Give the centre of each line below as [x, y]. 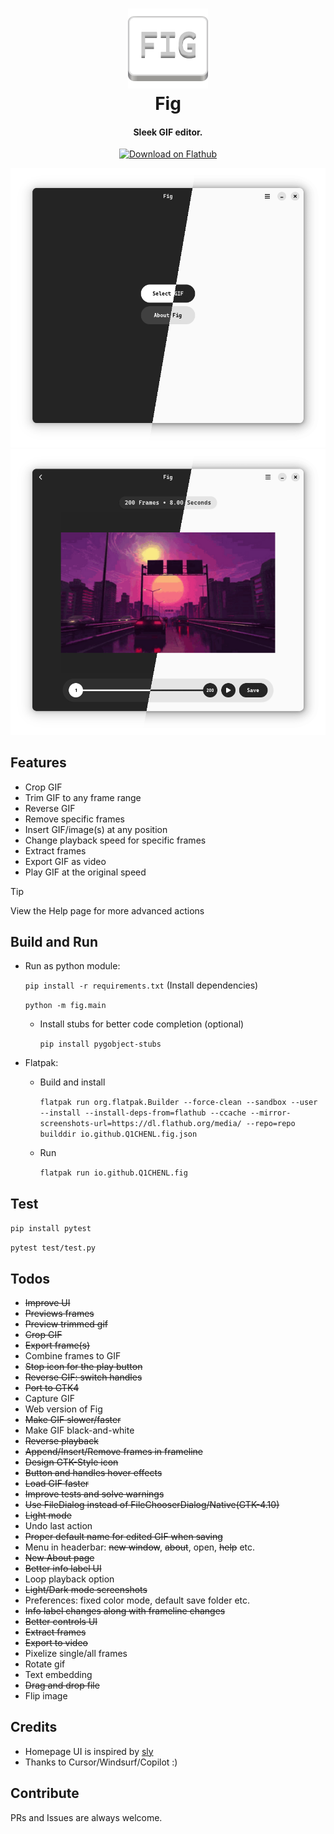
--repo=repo [270, 1124]
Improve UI [47, 1302]
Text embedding [58, 1674]
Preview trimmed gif [66, 1324]
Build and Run [54, 941]
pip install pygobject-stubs [100, 1044]
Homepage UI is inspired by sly [89, 1751]
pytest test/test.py [53, 1248]
